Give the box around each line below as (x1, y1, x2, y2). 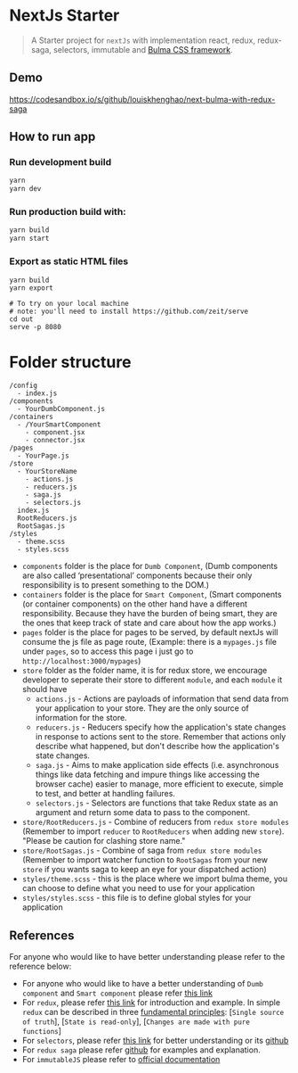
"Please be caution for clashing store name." (21, 836, 186, 846)
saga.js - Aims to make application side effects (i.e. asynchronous (35, 760, 279, 771)
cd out (9, 314, 34, 324)
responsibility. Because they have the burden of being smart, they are (21, 608, 278, 619)
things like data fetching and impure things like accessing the (35, 769, 260, 780)
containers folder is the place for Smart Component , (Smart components (21, 590, 282, 600)
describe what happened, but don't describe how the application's (35, 741, 280, 752)
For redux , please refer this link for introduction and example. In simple (21, 997, 281, 1008)
